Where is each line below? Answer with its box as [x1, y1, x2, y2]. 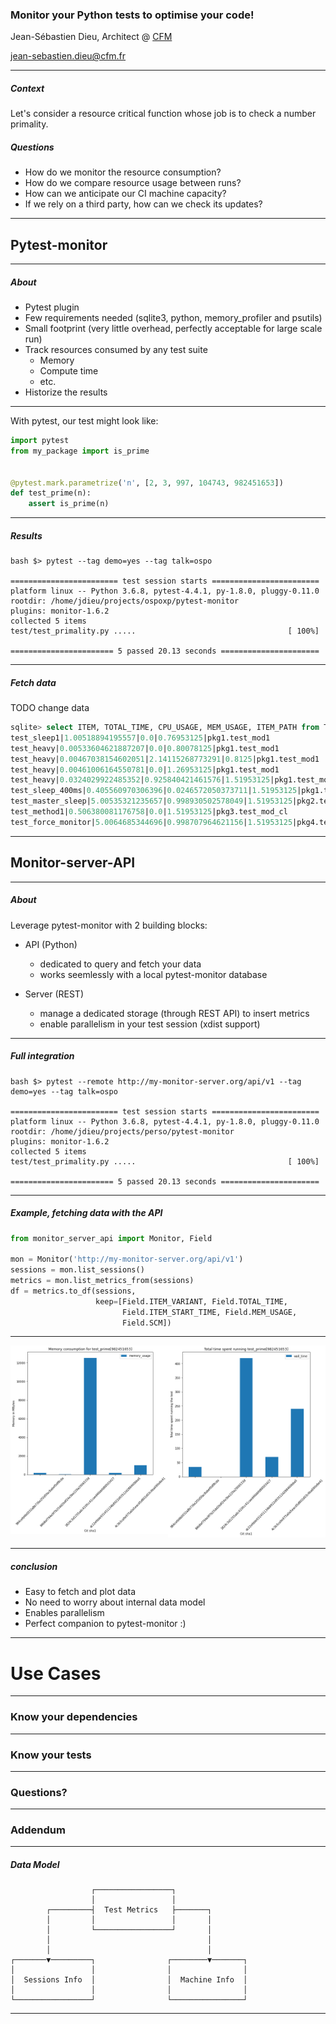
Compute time [39, 365, 99, 377]
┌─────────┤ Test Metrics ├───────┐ [46, 1905, 213, 1915]
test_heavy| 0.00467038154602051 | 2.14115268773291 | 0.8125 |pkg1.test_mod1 [10, 754, 320, 764]
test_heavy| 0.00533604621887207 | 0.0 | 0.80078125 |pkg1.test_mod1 [10, 743, 280, 753]
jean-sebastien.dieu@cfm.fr [10, 50, 127, 62]
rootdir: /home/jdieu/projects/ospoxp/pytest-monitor [10, 596, 240, 607]
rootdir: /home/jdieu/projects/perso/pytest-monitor [10, 1126, 235, 1137]
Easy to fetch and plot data [24, 1586, 137, 1598]
